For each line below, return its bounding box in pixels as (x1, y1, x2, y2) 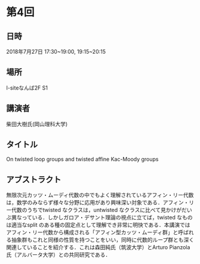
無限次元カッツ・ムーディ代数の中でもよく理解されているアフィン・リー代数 (6, 192, 194, 199)
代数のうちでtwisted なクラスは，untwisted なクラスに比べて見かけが (11, 207, 182, 214)
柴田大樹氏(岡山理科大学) (6, 120, 68, 127)
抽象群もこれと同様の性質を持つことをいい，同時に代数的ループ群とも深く (11, 237, 195, 244)
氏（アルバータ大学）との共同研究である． (6, 251, 111, 259)
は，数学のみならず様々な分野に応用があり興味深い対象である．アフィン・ (6, 199, 189, 206)
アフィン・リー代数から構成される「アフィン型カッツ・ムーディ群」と (6, 229, 179, 236)
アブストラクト (6, 174, 61, 185)
